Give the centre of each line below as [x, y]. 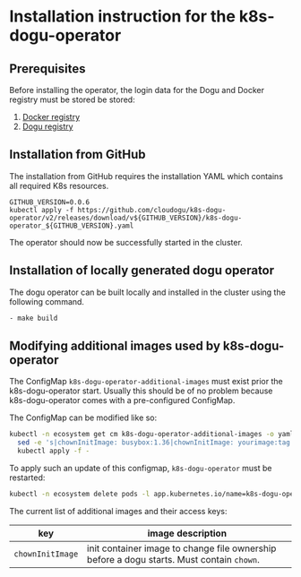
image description [187, 533]
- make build [34, 318]
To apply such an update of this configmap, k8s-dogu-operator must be [141, 468]
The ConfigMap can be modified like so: [83, 418]
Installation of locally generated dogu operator [142, 271]
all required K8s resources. [59, 185]
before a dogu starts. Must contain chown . [173, 559]
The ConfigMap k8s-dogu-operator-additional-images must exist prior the [146, 382]
